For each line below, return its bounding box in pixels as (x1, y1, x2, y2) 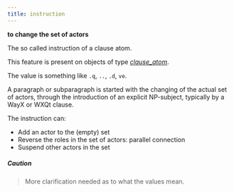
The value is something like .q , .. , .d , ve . (7, 71, 127, 80)
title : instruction (7, 10, 65, 18)
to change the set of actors (7, 30, 89, 38)
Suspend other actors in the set (17, 143, 110, 151)
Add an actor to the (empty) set (17, 127, 110, 136)
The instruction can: (7, 114, 66, 122)
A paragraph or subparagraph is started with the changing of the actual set (7, 85, 228, 93)
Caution (7, 159, 32, 168)
